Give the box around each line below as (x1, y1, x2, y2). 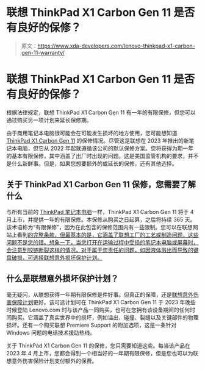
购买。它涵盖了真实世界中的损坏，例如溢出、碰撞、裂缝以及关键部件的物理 (11, 313, 199, 321)
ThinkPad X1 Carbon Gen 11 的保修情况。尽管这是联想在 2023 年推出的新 (6, 137, 189, 144)
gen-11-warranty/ (21, 49, 65, 56)
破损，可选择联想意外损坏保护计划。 (11, 254, 103, 261)
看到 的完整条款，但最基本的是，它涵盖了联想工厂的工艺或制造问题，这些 (16, 231, 199, 238)
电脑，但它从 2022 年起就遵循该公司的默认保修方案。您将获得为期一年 (16, 144, 194, 152)
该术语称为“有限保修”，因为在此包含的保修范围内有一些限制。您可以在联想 (6, 223, 193, 230)
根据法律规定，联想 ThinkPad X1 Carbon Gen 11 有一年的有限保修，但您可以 (6, 109, 196, 116)
